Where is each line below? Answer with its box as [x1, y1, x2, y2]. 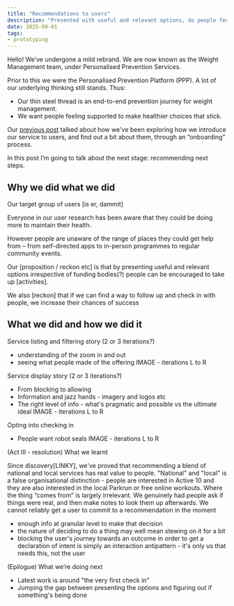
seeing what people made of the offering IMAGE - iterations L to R [17, 358, 207, 366]
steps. [7, 161, 25, 169]
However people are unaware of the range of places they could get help [7, 234, 214, 243]
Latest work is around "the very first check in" [17, 576, 150, 584]
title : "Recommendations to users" [7, 10, 111, 17]
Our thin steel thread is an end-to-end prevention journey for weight [17, 97, 213, 105]
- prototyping [7, 36, 49, 43]
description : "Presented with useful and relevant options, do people [7, 17, 217, 24]
